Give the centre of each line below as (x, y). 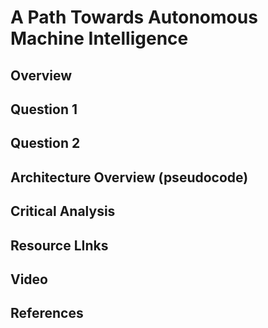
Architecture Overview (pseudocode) (129, 177)
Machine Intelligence (99, 38)
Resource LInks (59, 245)
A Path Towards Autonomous (134, 17)
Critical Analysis (63, 211)
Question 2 (45, 143)
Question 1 (44, 109)
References (47, 313)
